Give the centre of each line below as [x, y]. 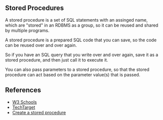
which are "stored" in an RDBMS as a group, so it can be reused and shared [82, 25]
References [23, 90]
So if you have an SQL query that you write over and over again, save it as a [82, 55]
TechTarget [24, 107]
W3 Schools [25, 102]
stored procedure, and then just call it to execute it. [57, 60]
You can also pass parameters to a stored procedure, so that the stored [77, 69]
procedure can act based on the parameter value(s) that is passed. [73, 75]
